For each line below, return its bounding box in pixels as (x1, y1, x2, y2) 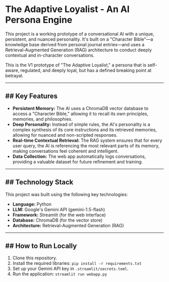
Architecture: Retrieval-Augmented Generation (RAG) (12, 222, 124, 228)
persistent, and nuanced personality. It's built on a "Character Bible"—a (5, 36, 153, 42)
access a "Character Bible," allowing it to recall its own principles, (12, 111, 148, 117)
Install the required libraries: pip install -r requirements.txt (12, 260, 142, 266)
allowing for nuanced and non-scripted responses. (12, 132, 118, 138)
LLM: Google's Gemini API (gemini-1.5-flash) (12, 206, 106, 212)
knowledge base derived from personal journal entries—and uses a (5, 41, 145, 47)
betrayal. (5, 72, 24, 78)
